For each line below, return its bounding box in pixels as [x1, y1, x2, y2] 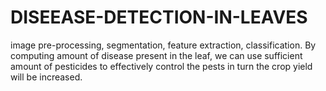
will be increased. [10, 71, 83, 83]
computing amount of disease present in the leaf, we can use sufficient [10, 49, 303, 61]
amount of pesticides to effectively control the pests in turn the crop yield [10, 60, 313, 72]
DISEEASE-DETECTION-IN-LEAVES [10, 6, 308, 29]
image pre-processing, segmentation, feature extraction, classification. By [10, 39, 317, 51]
